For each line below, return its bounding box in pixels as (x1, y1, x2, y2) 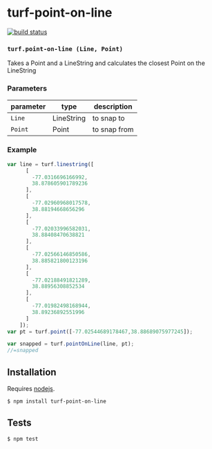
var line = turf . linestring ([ (7, 161, 95, 167)
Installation (7, 366, 57, 378)
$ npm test (7, 435, 39, 442)
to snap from (92, 125, 134, 134)
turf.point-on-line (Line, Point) (7, 45, 123, 53)
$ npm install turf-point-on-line (7, 398, 107, 405)
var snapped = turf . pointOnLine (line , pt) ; (7, 340, 135, 347)
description (93, 102, 133, 111)
